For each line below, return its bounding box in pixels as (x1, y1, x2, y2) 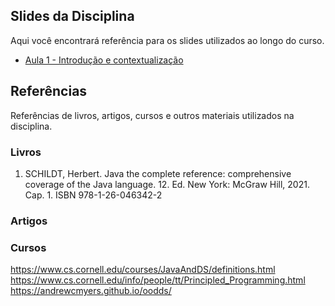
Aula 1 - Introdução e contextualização (24, 54, 184, 66)
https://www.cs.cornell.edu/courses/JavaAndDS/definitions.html (10, 264, 276, 276)
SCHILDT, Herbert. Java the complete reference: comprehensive (24, 167, 292, 179)
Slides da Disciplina (10, 8, 135, 25)
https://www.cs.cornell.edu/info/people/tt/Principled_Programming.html (10, 274, 306, 286)
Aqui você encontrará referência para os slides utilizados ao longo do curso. (10, 34, 325, 46)
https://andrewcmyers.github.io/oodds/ (10, 285, 172, 297)
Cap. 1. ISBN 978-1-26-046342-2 (24, 189, 163, 201)
